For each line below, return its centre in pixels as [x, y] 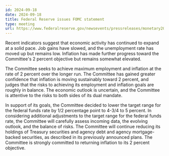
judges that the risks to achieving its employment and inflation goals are [80, 85]
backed [13, 137]
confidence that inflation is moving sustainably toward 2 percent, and [77, 80]
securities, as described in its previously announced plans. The [87, 137]
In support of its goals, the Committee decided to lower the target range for [83, 105]
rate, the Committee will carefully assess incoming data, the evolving [76, 121]
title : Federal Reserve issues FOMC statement [55, 19]
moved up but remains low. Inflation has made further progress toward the [82, 54]
